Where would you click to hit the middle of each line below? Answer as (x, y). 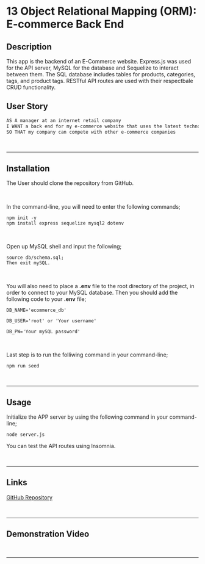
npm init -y (21, 218)
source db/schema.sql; (35, 258)
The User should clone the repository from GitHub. (70, 183)
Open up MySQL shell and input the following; (64, 247)
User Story (27, 107)
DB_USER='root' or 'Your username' (52, 321)
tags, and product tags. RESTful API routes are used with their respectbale (100, 81)
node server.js (26, 435)
